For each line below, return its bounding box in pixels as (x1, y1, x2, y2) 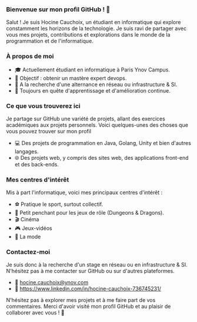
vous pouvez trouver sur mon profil (6, 127, 92, 134)
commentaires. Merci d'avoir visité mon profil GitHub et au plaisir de (6, 303, 171, 310)
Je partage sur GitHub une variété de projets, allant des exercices (6, 115, 166, 122)
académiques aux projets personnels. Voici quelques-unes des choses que (6, 121, 188, 129)
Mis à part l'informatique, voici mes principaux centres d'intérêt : (6, 189, 163, 196)
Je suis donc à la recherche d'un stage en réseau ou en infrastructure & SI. (6, 261, 188, 268)
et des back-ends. (14, 160, 59, 167)
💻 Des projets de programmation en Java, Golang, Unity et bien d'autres (14, 139, 191, 146)
